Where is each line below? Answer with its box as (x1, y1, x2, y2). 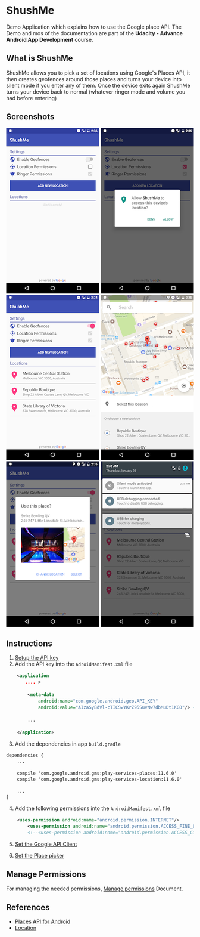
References (6, 902, 50, 913)
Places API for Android (14, 918, 71, 925)
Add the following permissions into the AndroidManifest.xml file (14, 805, 171, 812)
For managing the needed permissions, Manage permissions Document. (6, 885, 183, 892)
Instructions (6, 638, 52, 648)
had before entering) (6, 94, 57, 101)
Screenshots (6, 112, 55, 122)
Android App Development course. (6, 36, 93, 43)
